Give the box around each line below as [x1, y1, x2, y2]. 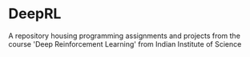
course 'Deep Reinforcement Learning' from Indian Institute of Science [8, 39, 242, 48]
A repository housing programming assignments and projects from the [8, 31, 240, 40]
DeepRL [8, 5, 62, 23]
